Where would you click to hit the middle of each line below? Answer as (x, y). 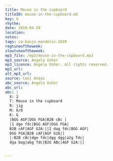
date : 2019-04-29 (23, 28)
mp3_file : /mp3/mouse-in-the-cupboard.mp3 (49, 55)
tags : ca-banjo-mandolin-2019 (36, 42)
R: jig (16, 106)
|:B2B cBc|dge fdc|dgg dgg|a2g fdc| (47, 138)
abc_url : (14, 87)
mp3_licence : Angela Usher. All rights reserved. (57, 64)
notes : (12, 37)
